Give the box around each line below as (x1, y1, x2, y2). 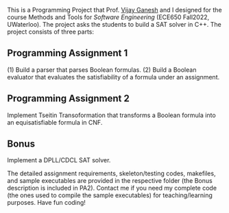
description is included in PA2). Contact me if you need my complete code (7, 184, 217, 192)
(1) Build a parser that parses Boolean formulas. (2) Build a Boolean (7, 65, 197, 74)
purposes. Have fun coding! (7, 199, 86, 207)
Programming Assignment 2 (7, 92, 130, 105)
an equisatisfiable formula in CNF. (7, 118, 103, 126)
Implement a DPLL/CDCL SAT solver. (7, 156, 111, 164)
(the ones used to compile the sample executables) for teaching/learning (7, 191, 213, 199)
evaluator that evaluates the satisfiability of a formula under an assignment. (7, 73, 220, 81)
